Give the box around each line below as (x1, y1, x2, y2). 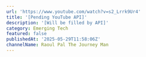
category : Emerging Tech (6, 25, 68, 31)
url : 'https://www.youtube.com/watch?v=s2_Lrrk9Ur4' (6, 8, 141, 15)
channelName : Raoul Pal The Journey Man (6, 42, 109, 48)
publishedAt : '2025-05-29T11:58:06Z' (6, 36, 101, 42)
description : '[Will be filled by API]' (6, 20, 109, 26)
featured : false (6, 31, 47, 37)
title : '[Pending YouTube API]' (6, 14, 87, 20)
